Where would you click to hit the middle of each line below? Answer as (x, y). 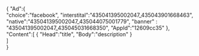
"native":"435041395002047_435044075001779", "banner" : (82, 21)
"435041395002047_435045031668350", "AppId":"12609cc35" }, (88, 28)
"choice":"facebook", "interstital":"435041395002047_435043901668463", (100, 15)
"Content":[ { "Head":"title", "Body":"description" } (69, 34)
